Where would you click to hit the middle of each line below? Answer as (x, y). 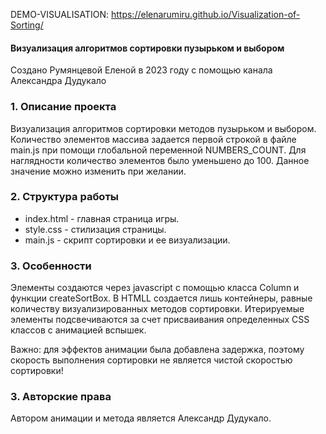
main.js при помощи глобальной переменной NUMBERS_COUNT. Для (158, 150)
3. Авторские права (61, 397)
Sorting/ (27, 25)
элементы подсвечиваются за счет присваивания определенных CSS (160, 320)
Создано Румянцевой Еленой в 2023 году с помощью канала (141, 70)
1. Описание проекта (63, 107)
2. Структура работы (64, 197)
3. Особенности (51, 266)
